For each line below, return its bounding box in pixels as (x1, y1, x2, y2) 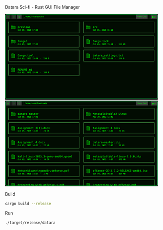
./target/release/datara (5, 220, 56, 225)
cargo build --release (5, 201, 51, 206)
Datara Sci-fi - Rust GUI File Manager (5, 4, 80, 10)
